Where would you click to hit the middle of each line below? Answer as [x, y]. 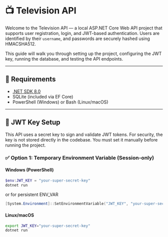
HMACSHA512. [21, 43]
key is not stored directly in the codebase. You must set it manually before [81, 139]
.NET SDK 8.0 [26, 91]
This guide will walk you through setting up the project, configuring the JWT [83, 53]
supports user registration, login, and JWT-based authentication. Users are [82, 33]
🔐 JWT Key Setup [33, 122]
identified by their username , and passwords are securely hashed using [77, 38]
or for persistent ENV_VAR [32, 194]
